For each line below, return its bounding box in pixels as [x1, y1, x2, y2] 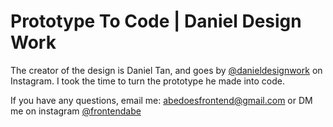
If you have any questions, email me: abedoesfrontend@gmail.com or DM [10, 94, 313, 106]
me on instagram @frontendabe [10, 105, 142, 117]
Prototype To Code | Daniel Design [10, 10, 302, 33]
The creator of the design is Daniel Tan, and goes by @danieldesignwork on [10, 64, 323, 76]
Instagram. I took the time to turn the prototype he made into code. [10, 75, 286, 87]
